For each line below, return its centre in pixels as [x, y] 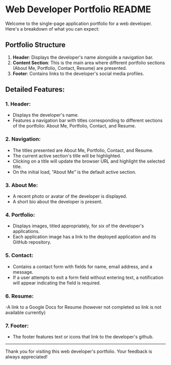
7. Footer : [17, 326]
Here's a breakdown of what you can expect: [52, 29]
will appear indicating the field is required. [56, 283]
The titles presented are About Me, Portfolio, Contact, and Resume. [83, 150]
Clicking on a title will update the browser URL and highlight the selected [89, 161]
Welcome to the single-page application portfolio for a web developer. [79, 23]
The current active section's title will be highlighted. [67, 155]
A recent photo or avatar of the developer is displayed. [70, 196]
